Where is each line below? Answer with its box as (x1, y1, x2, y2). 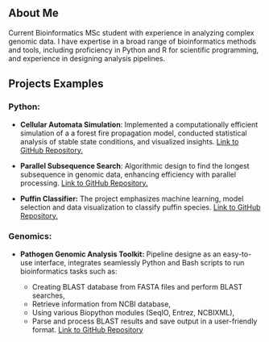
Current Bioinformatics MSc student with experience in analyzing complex (8, 27, 255, 37)
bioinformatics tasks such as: (19, 266, 118, 276)
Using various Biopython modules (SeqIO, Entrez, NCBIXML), (31, 307, 235, 317)
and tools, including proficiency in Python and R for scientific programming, (8, 44, 259, 55)
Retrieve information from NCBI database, (31, 298, 172, 309)
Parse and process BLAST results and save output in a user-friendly (31, 316, 258, 326)
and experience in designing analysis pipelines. (8, 53, 166, 63)
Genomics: (8, 231, 52, 242)
